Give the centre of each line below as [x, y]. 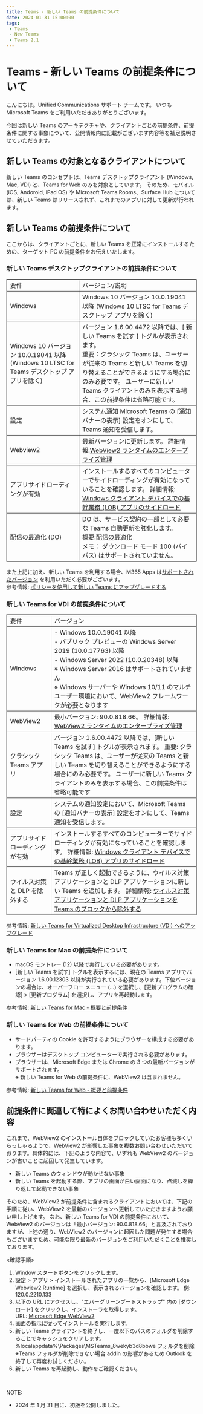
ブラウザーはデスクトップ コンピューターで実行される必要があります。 [103, 1054]
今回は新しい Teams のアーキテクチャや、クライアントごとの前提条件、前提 [100, 125]
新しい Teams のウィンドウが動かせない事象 [70, 1173]
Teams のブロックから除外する [98, 909]
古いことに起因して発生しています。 [61, 1160]
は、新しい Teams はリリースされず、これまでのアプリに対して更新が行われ [100, 200]
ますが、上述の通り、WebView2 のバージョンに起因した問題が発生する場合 [99, 1231]
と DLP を [24, 891]
